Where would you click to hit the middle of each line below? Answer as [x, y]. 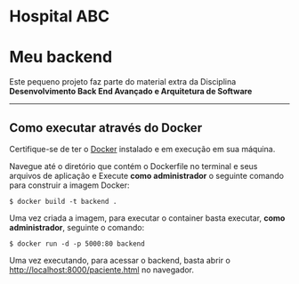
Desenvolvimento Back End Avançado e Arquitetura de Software [131, 92]
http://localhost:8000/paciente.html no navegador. [101, 270]
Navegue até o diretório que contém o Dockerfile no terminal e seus [133, 166]
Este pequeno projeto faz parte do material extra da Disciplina [123, 82]
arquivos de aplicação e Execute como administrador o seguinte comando [147, 175]
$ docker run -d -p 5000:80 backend [77, 243]
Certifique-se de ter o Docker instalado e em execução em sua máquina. [142, 149]
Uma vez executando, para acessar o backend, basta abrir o [120, 260]
